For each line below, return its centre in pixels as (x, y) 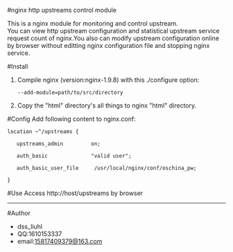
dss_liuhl (30, 226)
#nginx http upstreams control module (62, 10)
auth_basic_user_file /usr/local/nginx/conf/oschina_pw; (106, 168)
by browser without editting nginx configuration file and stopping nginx (109, 45)
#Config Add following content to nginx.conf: (72, 119)
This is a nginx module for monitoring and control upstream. (93, 23)
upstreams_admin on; (58, 144)
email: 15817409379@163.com (60, 241)
